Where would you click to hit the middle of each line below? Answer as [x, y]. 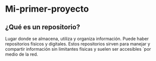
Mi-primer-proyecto [47, 9]
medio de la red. [22, 54]
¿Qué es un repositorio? [43, 27]
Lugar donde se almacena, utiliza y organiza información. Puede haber [77, 39]
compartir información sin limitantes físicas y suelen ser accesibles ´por [78, 49]
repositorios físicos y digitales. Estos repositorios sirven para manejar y [78, 44]
